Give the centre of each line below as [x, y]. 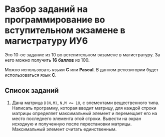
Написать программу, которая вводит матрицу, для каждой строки [84, 108]
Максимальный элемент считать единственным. [64, 129]
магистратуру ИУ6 [46, 41]
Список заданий [32, 91]
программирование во [55, 20]
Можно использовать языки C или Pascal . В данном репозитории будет [81, 69]
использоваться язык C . [31, 75]
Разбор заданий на [46, 9]
